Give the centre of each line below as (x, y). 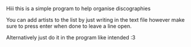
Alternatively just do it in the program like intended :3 (71, 37)
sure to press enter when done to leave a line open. (69, 26)
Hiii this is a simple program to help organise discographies (79, 9)
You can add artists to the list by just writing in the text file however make (95, 20)
